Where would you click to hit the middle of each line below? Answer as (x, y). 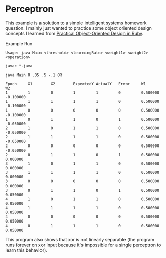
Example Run (19, 43)
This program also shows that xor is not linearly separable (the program (80, 239)
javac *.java (19, 66)
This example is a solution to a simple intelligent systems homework (76, 23)
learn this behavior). (26, 250)
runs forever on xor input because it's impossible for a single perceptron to (83, 245)
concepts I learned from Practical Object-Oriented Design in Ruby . (74, 33)
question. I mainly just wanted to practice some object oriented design (78, 28)
